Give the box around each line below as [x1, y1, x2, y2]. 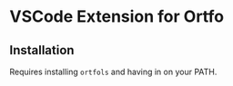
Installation [9, 43, 75, 58]
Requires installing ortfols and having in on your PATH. [9, 66, 218, 77]
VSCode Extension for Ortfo [9, 6, 225, 27]
